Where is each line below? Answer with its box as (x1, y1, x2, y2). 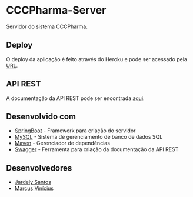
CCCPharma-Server (6, 4, 107, 17)
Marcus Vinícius (14, 185, 54, 192)
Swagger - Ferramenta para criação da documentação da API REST (14, 146, 179, 153)
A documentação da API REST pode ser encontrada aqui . (6, 95, 145, 102)
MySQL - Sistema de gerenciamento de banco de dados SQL (14, 133, 163, 141)
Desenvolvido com (6, 111, 76, 121)
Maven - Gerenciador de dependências (14, 139, 111, 147)
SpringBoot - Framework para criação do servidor (14, 127, 136, 134)
